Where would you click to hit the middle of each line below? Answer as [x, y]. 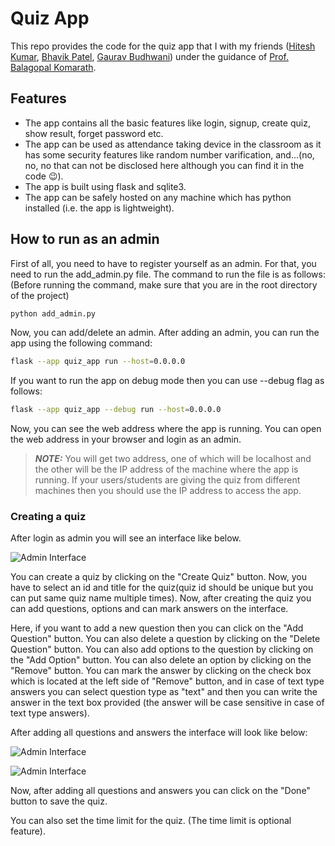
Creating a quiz [48, 517]
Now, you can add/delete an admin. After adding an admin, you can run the [165, 333]
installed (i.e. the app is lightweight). [99, 208]
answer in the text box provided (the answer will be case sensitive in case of [167, 703]
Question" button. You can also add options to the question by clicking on [162, 649]
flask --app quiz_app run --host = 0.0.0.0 [98, 362]
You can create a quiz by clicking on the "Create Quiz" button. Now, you [158, 577]
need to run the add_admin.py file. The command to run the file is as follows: [168, 274]
